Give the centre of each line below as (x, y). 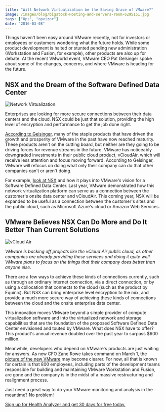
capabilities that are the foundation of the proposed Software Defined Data (81, 323)
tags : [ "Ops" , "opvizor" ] (32, 19)
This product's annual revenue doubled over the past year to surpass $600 (82, 333)
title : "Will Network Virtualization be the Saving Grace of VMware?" (79, 10)
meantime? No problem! (30, 395)
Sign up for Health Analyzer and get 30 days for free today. (65, 404)
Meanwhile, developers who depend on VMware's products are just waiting (82, 348)
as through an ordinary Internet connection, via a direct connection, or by (80, 282)
